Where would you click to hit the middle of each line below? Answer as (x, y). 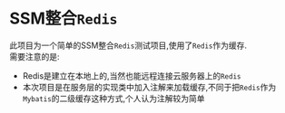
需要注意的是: (35, 56)
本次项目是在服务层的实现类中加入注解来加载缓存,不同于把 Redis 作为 (149, 87)
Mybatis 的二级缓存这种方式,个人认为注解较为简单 (113, 98)
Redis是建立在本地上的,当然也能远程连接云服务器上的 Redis (132, 75)
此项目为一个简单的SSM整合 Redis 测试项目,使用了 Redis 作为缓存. (128, 45)
